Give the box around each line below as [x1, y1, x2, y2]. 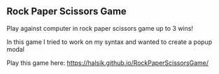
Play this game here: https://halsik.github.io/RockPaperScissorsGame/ [6, 59, 209, 67]
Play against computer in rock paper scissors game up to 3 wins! [6, 24, 194, 32]
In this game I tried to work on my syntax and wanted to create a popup [6, 38, 213, 46]
